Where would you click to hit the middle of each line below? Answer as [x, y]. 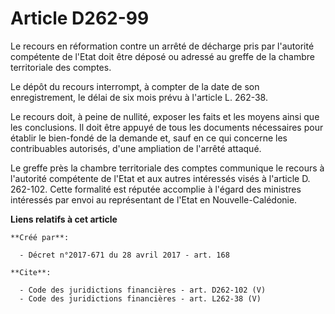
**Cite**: [31, 272]
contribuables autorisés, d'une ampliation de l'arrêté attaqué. [136, 148]
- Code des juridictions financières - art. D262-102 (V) [143, 290]
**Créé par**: [40, 237]
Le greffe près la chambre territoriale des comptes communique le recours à [167, 168]
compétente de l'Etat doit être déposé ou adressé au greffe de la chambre [162, 56]
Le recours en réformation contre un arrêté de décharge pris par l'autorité [162, 46]
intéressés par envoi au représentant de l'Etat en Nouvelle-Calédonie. [154, 199]
